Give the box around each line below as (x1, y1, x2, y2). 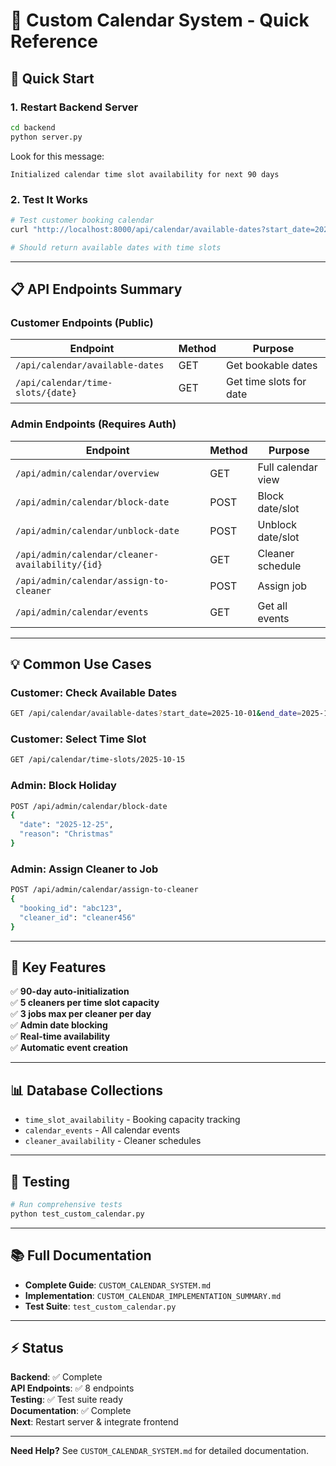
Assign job (257, 579, 308, 593)
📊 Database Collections (10, 1082, 164, 1099)
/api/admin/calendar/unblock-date (15, 525, 180, 536)
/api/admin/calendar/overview (15, 467, 160, 479)
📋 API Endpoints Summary (10, 280, 183, 298)
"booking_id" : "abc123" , (19, 903, 123, 913)
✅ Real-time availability (10, 1030, 111, 1043)
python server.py (10, 132, 83, 142)
